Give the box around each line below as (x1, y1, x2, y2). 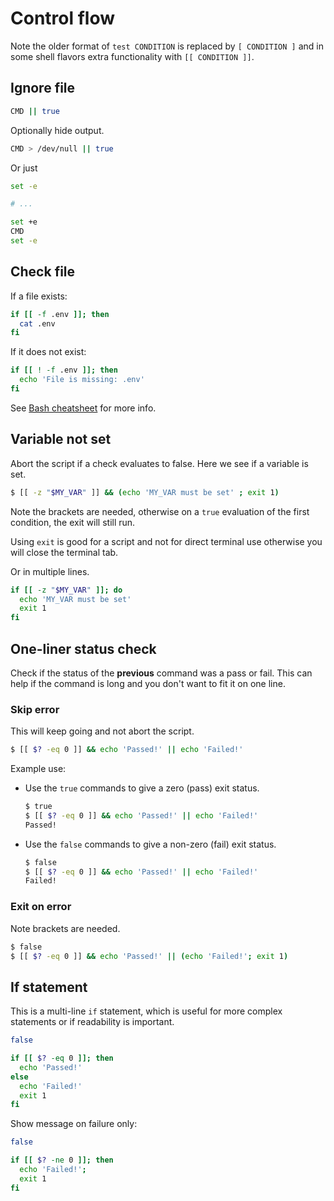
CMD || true (10, 106, 60, 116)
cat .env (19, 318, 56, 329)
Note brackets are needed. (10, 922, 121, 934)
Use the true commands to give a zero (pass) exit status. (24, 782, 260, 794)
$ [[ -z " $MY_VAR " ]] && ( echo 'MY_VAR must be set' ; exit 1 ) (10, 487, 280, 497)
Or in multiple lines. (10, 565, 90, 577)
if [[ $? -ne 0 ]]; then (10, 1155, 114, 1166)
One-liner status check (10, 640, 157, 657)
